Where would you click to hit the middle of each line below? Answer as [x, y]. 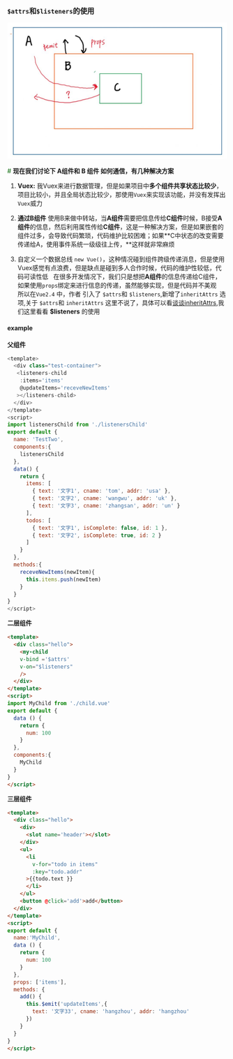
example [20, 328]
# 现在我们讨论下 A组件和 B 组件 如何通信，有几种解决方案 [91, 171]
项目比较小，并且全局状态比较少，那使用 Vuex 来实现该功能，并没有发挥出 [121, 195]
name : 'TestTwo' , [39, 440]
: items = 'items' [42, 381]
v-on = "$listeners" [46, 667]
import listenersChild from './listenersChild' [78, 425]
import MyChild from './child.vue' [59, 704]
